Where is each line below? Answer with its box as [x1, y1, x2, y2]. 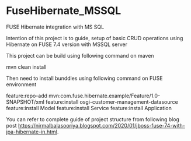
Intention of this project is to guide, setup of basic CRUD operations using [6, 34, 183, 41]
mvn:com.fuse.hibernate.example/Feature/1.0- [48, 92, 161, 99]
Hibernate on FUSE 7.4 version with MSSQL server [6, 41, 127, 48]
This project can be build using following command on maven [6, 52, 154, 59]
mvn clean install [6, 63, 47, 70]
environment [6, 80, 37, 88]
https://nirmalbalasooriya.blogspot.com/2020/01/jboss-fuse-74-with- [18, 122, 185, 129]
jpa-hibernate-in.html [6, 128, 57, 135]
